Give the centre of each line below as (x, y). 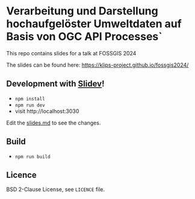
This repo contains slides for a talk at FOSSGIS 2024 (71, 53)
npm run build (32, 157)
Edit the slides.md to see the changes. (54, 123)
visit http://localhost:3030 (47, 111)
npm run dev (30, 105)
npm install (30, 99)
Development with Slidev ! (55, 84)
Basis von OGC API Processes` (84, 37)
